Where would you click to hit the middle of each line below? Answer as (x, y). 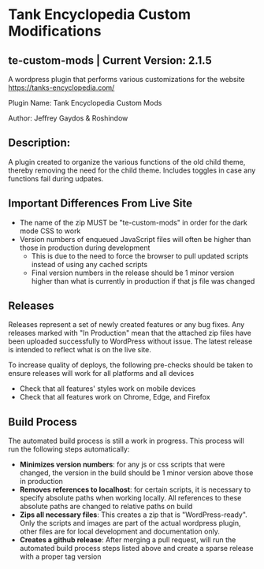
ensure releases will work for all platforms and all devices (101, 374)
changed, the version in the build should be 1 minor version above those (136, 473)
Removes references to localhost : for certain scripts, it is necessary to (135, 489)
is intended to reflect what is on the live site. (80, 350)
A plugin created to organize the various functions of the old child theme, (127, 162)
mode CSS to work (50, 231)
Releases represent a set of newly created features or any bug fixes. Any (126, 325)
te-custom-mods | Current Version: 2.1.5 (110, 60)
